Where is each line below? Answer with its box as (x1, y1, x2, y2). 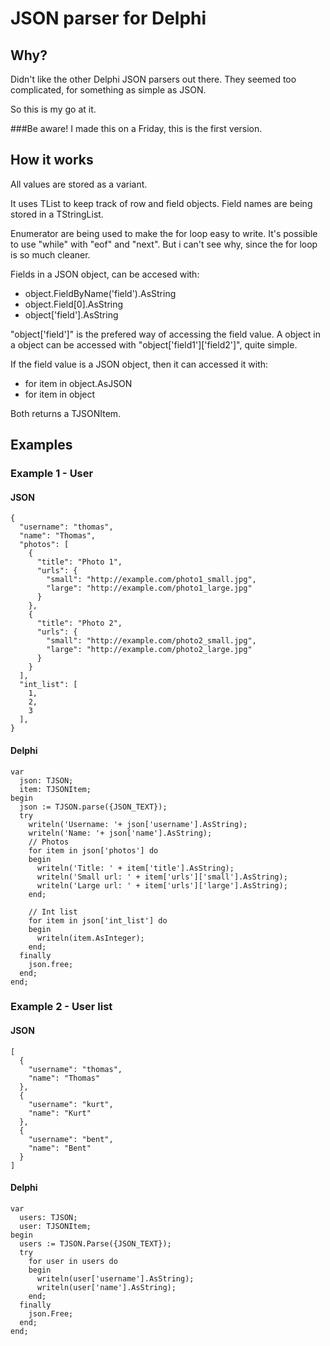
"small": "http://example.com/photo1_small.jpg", (46, 575, 257, 585)
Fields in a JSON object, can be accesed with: (10, 268, 200, 280)
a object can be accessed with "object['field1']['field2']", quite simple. (10, 338, 298, 351)
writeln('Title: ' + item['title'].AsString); (36, 863, 235, 873)
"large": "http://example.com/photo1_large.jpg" (46, 583, 253, 594)
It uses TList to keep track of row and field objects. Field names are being (10, 197, 313, 209)
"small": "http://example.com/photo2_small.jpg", (46, 636, 257, 646)
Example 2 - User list (10, 1000, 113, 1014)
